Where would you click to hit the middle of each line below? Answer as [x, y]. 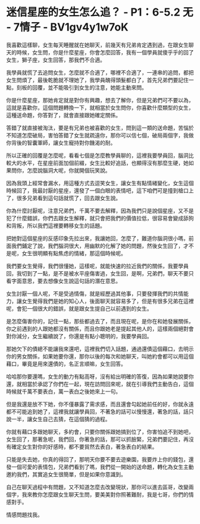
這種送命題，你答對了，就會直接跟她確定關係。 [63, 115]
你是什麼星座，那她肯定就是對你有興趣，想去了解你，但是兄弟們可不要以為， [100, 100]
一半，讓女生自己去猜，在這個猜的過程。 [61, 419]
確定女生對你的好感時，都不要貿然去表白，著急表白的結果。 [84, 446]
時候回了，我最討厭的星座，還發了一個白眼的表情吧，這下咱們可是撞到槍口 [97, 190]
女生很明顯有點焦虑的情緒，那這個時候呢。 [74, 253]
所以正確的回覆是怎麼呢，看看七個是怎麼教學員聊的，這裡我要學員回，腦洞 [97, 155]
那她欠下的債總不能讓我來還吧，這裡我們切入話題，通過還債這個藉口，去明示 [100, 349]
